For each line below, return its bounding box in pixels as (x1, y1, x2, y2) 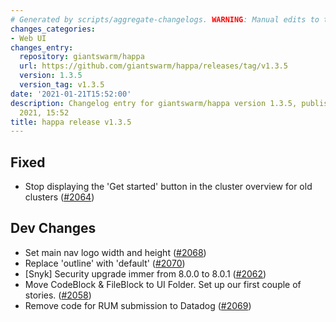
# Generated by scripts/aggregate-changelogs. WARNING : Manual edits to (10, 14, 320, 25)
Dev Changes (10, 220, 97, 237)
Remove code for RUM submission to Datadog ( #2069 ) (24, 299, 252, 311)
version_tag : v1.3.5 (19, 80, 105, 90)
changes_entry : (10, 42, 74, 53)
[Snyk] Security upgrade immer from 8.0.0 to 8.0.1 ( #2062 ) (24, 267, 267, 280)
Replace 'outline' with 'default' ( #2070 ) (24, 257, 186, 269)
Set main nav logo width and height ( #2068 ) (24, 246, 207, 258)
